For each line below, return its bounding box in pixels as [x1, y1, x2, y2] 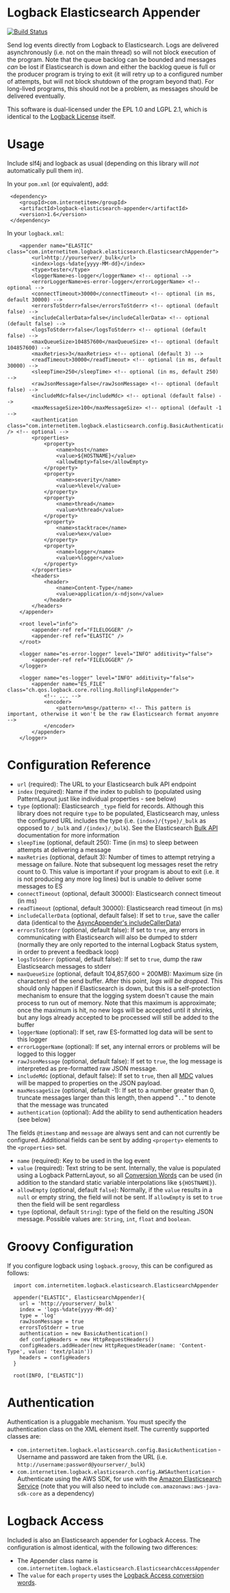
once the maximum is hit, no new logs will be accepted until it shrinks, [16, 1006, 214, 1014]
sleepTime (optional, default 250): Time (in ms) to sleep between [16, 838, 199, 847]
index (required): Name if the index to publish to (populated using [16, 787, 202, 795]
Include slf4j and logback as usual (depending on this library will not [7, 159, 199, 167]
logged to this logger [16, 1050, 77, 1058]
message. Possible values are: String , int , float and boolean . [16, 1214, 192, 1223]
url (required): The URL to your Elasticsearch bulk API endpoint [16, 780, 196, 788]
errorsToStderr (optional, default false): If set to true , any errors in [16, 925, 205, 934]
